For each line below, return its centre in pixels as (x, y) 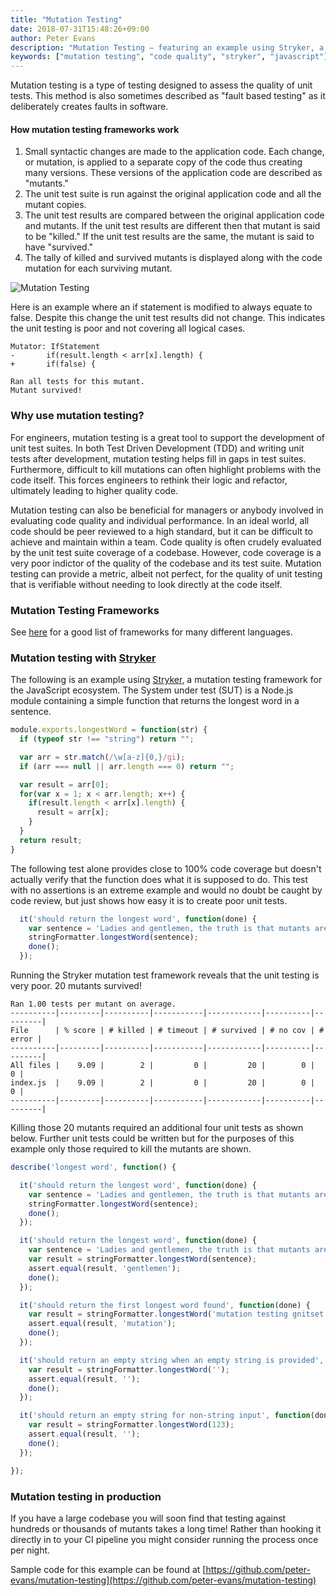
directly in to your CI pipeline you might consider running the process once (164, 1539)
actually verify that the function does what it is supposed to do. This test (159, 879)
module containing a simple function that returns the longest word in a (155, 701)
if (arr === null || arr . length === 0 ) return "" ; (127, 766)
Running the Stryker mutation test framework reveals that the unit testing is (165, 975)
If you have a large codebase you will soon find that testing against (148, 1518)
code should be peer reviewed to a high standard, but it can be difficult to (161, 531)
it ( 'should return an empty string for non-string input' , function (165, 1416)
